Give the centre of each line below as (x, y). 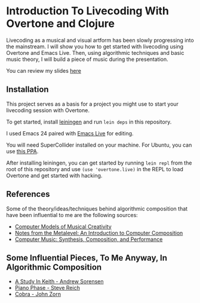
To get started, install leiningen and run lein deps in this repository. (89, 122)
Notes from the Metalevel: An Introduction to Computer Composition (99, 233)
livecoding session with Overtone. (48, 110)
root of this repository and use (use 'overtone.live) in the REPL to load (95, 169)
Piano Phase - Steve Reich (47, 288)
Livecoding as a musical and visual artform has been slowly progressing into (100, 40)
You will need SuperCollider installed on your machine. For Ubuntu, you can (99, 145)
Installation (27, 90)
